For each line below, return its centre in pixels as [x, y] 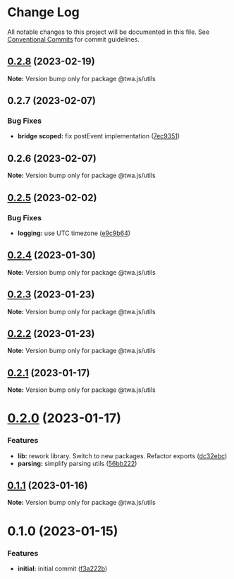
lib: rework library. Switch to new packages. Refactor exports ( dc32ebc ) [122, 455]
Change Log [43, 12]
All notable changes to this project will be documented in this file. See [109, 32]
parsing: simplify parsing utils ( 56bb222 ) [77, 463]
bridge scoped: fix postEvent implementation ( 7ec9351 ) [99, 136]
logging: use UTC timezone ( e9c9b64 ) [74, 233]
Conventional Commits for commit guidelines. [73, 39]
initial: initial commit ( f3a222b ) [62, 568]
